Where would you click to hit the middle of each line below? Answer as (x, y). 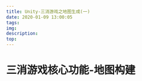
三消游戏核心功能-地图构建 (71, 70)
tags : (13, 22)
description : (22, 34)
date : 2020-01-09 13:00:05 (39, 17)
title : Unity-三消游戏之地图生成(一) (48, 12)
